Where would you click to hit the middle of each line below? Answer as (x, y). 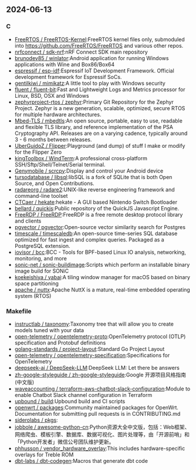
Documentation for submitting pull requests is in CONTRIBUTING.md (97, 413)
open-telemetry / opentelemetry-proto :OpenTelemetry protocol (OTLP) (100, 336)
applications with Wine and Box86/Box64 (65, 64)
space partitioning (36, 283)
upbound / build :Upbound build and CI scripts (70, 401)
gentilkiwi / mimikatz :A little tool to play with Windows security (90, 83)
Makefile (19, 311)
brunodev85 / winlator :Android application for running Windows (92, 58)
